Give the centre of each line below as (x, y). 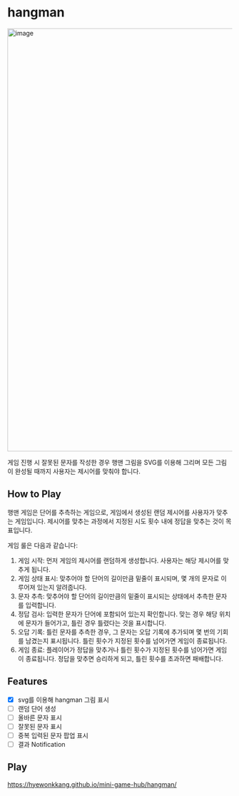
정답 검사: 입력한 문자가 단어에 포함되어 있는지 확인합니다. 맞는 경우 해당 (117, 614)
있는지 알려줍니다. (62, 587)
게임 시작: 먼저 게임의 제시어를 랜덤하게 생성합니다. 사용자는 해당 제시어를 (119, 560)
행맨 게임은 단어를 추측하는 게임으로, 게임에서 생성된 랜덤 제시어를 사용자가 (111, 512)
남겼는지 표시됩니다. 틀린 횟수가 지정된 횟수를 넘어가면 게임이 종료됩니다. (126, 640)
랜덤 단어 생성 (37, 708)
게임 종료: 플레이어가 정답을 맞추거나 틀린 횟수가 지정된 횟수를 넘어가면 (116, 650)
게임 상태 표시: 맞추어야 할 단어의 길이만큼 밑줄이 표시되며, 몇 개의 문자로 (118, 578)
